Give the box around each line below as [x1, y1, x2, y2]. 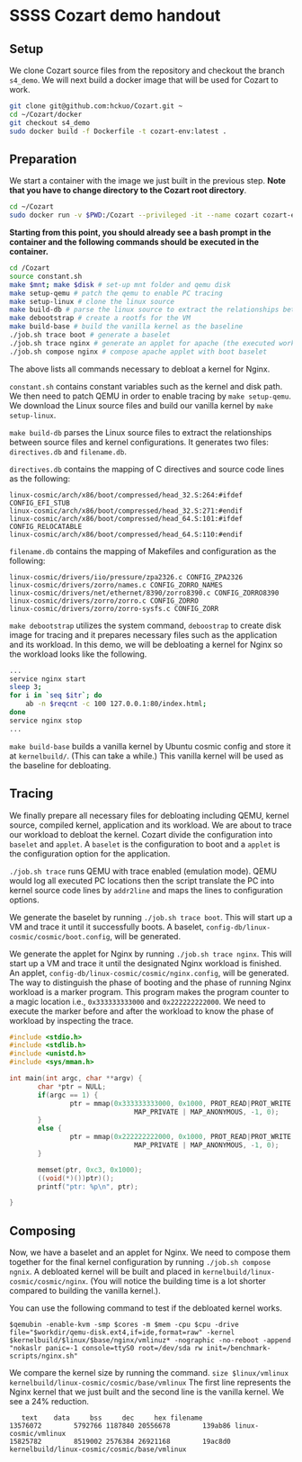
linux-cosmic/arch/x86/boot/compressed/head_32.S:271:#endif [9, 506, 244, 516]
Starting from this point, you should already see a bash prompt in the [9, 227, 271, 238]
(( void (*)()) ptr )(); [37, 1173, 115, 1183]
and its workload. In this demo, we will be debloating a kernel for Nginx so [9, 639, 283, 650]
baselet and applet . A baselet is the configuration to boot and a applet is [9, 839, 280, 849]
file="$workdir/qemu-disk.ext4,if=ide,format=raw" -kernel [9, 1328, 235, 1337]
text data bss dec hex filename [21, 1413, 203, 1422]
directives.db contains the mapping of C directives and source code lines [9, 463, 285, 474]
